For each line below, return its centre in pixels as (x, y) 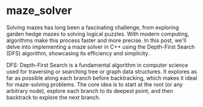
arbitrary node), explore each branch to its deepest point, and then (90, 91)
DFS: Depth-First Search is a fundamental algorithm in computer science (97, 65)
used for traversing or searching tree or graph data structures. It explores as (102, 71)
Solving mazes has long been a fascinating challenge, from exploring (93, 27)
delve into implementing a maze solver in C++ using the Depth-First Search (101, 47)
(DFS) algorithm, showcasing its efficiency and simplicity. (78, 53)
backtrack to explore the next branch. (53, 97)
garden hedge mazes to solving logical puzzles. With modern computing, (98, 33)
